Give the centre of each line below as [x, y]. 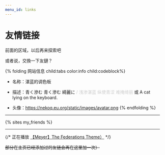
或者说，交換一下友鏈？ [29, 61]
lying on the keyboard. [35, 97]
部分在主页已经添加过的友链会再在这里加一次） [52, 147]
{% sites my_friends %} [29, 122]
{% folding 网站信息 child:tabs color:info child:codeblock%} [65, 71]
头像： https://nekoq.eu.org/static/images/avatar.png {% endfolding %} [84, 108]
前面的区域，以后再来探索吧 [33, 50]
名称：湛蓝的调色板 [32, 81]
